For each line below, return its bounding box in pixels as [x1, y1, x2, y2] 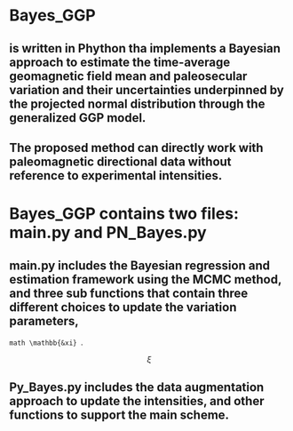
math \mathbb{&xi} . [9, 337, 83, 347]
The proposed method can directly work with [9, 140, 264, 156]
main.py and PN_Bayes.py [9, 223, 207, 243]
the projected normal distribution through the [9, 96, 265, 111]
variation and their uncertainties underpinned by [9, 82, 284, 98]
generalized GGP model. [9, 110, 146, 125]
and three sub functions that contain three [9, 285, 249, 300]
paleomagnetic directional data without [9, 154, 233, 169]
